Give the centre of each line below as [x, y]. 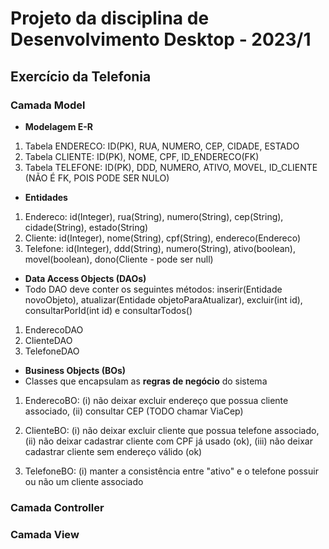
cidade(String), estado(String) [86, 227]
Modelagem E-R [59, 126]
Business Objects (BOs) [75, 370]
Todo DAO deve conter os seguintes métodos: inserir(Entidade [153, 289]
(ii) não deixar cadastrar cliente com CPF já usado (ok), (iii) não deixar [168, 441]
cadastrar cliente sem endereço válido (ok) [113, 451]
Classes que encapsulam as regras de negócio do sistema [146, 381]
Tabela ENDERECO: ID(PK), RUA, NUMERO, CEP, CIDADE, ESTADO [162, 146]
